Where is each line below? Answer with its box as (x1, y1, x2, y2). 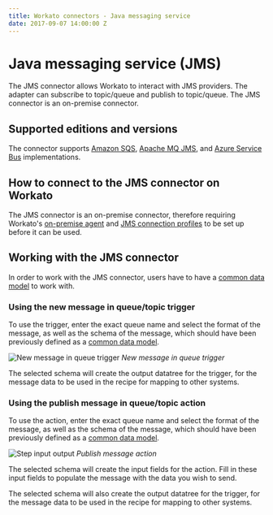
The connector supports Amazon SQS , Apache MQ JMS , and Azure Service (8, 144, 262, 154)
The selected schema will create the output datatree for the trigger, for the (8, 369, 258, 379)
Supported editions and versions (8, 122, 178, 136)
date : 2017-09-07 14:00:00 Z (8, 19, 107, 28)
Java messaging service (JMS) (8, 54, 222, 73)
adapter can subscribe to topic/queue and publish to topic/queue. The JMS (8, 90, 261, 100)
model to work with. (8, 281, 75, 291)
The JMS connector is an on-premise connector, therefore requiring (8, 210, 236, 220)
